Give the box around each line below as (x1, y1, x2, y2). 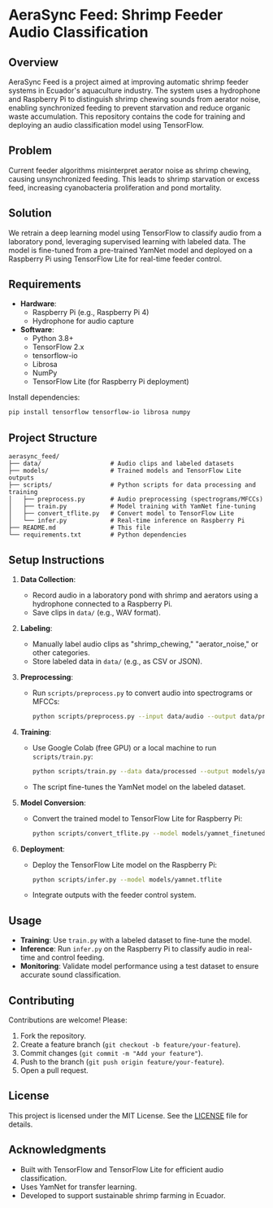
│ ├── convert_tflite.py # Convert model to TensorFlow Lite (8, 510, 234, 518)
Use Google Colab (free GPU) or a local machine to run (32, 742, 217, 752)
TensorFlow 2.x (32, 342, 84, 352)
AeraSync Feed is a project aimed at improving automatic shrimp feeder (8, 77, 249, 86)
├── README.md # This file (8, 523, 151, 532)
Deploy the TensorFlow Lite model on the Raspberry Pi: (32, 860, 218, 869)
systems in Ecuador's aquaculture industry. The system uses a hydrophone (8, 85, 261, 95)
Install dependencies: (8, 392, 80, 402)
